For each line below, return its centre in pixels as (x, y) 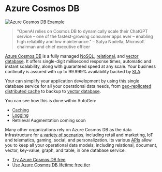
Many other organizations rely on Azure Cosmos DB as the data (68, 129)
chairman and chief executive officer (53, 47)
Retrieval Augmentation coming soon (49, 120)
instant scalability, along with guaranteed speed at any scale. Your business (81, 66)
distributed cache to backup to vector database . (53, 91)
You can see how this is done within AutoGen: (51, 100)
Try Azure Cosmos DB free (39, 159)
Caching (20, 110)
